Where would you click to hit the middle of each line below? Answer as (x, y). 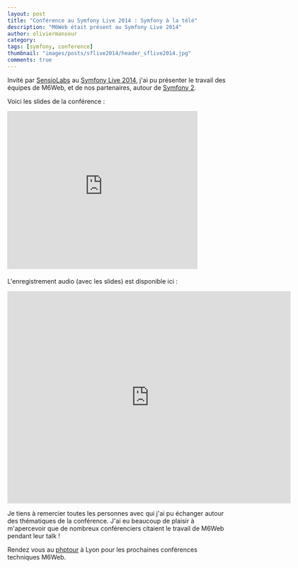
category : (22, 40)
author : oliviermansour (42, 34)
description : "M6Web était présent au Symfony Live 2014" (94, 27)
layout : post (27, 14)
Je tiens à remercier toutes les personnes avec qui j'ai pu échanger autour (116, 513)
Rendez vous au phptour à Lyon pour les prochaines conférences (103, 550)
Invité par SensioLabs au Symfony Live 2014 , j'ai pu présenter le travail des (117, 80)
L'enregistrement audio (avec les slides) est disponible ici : (93, 281)
